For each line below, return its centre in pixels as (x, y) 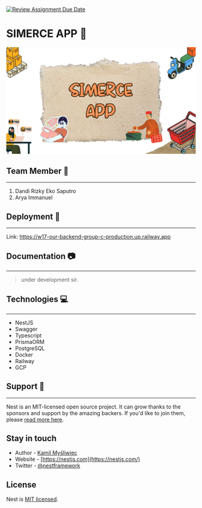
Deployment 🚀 (33, 216)
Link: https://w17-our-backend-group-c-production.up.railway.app (88, 237)
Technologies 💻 (37, 300)
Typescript (28, 335)
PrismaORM (30, 341)
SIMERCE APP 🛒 (47, 34)
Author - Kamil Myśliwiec (46, 453)
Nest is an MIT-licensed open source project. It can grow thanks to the (93, 407)
